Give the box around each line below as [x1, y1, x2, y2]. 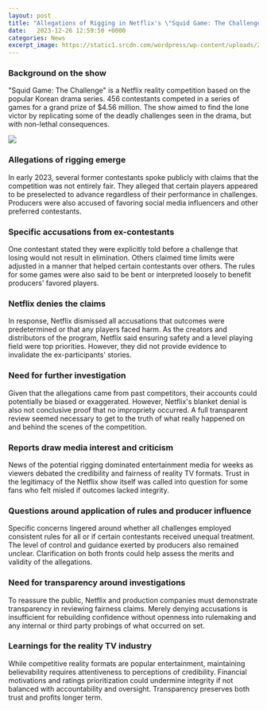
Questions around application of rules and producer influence [8, 505, 252, 516]
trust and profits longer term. [8, 692, 103, 702]
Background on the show [8, 68, 107, 79]
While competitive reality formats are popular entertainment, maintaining [8, 658, 246, 668]
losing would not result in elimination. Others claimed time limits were [8, 253, 235, 263]
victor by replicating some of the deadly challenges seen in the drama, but [8, 111, 252, 120]
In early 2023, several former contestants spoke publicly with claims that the [8, 172, 259, 182]
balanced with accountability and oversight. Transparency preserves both [8, 684, 250, 693]
